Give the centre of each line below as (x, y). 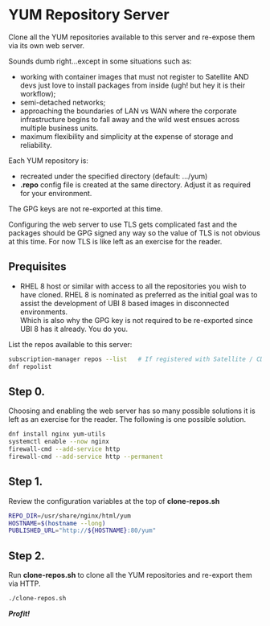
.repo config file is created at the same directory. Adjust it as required (135, 184)
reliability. (36, 145)
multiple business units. (59, 128)
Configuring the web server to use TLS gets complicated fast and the (123, 224)
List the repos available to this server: (70, 344)
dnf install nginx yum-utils (57, 434)
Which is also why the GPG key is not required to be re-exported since (136, 320)
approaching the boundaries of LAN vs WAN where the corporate (128, 111)
